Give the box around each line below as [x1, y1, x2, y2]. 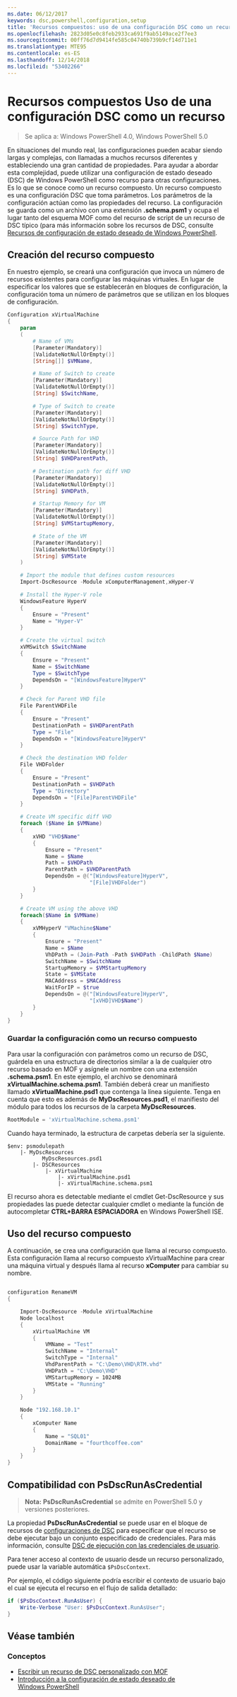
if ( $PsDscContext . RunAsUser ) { [7, 1597, 102, 1605]
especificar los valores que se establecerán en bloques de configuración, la [7, 282, 228, 291]
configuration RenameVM [7, 1289, 78, 1296]
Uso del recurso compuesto [7, 1227, 132, 1239]
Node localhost [20, 1314, 65, 1322]
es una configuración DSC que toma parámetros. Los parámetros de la [7, 190, 213, 199]
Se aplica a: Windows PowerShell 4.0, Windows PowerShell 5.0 [24, 132, 208, 140]
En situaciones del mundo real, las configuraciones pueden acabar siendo [7, 146, 223, 154]
